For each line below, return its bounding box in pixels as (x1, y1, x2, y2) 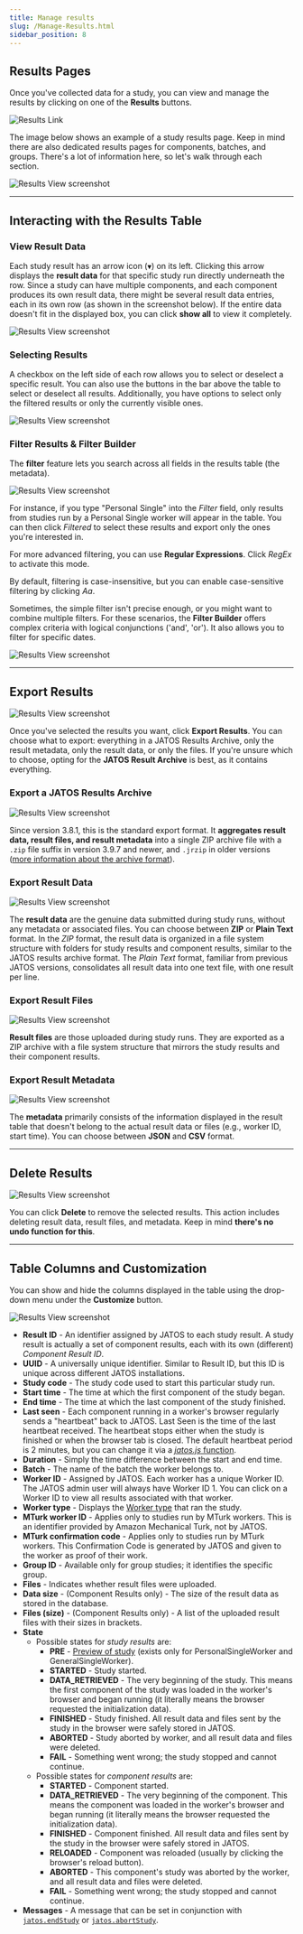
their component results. (9, 1051, 101, 1062)
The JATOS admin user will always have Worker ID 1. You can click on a (22, 1483, 289, 1494)
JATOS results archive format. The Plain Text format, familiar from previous (9, 952, 289, 962)
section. (9, 161, 40, 172)
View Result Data (9, 240, 87, 253)
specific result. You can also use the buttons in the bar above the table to (9, 378, 281, 389)
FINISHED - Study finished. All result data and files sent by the (49, 1713, 281, 1725)
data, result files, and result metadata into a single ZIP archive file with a (9, 834, 282, 845)
